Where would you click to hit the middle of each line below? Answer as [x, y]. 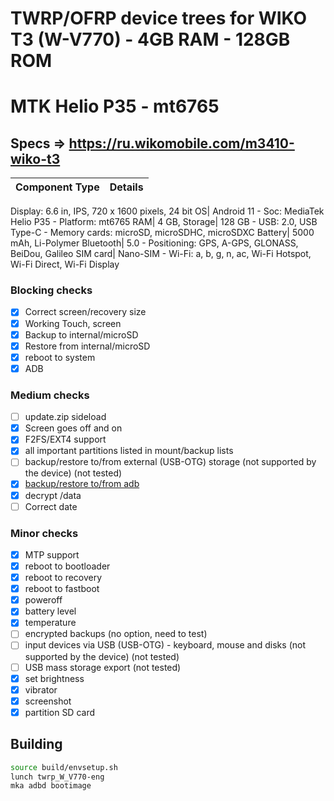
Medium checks [50, 395]
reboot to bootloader [67, 566]
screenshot [48, 701]
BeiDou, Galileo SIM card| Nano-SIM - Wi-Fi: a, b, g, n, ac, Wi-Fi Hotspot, [161, 254]
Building [36, 744]
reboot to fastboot [62, 589]
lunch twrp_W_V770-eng [57, 777]
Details [126, 187]
